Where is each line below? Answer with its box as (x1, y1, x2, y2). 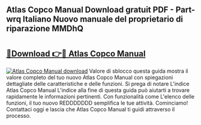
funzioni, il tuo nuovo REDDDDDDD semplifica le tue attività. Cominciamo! (6, 99, 188, 106)
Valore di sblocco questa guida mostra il (89, 67, 188, 75)
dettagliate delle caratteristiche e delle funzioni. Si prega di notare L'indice (6, 81, 190, 87)
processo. (6, 112, 31, 119)
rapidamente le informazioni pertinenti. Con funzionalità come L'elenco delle (6, 93, 195, 100)
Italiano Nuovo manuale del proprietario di (23, 14, 184, 25)
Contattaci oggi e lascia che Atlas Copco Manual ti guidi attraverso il (6, 106, 175, 113)
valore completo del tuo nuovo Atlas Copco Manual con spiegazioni (6, 74, 173, 81)
